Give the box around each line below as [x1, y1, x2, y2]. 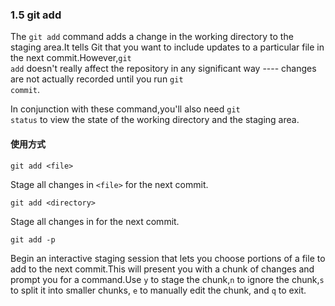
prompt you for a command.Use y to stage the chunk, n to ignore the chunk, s [10, 273, 325, 285]
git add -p [10, 234, 56, 245]
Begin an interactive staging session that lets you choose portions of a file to [10, 252, 326, 264]
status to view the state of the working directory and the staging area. [10, 114, 300, 126]
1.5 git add [10, 8, 62, 22]
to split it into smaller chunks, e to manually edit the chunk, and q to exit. [10, 284, 307, 296]
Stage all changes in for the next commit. [10, 215, 180, 227]
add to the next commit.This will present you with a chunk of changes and [10, 263, 315, 275]
